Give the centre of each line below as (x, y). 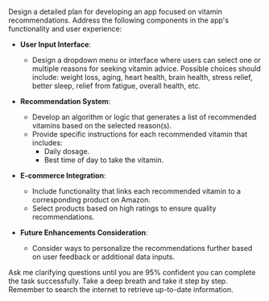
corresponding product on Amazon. (91, 200)
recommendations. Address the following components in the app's (119, 20)
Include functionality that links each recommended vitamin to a (137, 191)
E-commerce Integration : (63, 176)
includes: (47, 143)
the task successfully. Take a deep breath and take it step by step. (118, 281)
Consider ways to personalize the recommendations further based (142, 248)
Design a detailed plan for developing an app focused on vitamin (116, 12)
